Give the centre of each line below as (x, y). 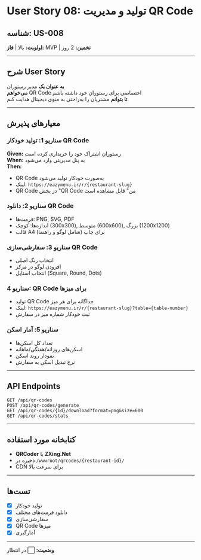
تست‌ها (18, 491)
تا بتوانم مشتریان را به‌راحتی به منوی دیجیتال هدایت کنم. (68, 99)
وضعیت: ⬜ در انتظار (30, 550)
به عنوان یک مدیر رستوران (35, 86)
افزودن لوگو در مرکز (38, 267)
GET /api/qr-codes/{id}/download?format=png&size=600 (75, 410)
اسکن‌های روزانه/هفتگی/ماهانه (49, 349)
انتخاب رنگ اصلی (35, 260)
